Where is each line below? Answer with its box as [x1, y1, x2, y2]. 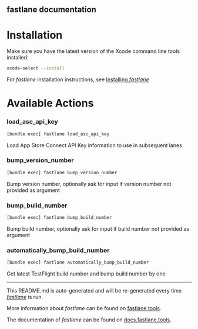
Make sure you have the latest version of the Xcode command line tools [6, 48, 180, 55]
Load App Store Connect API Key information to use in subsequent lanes [6, 141, 183, 149]
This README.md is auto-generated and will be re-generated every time [6, 287, 182, 294]
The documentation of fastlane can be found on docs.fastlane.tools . [6, 316, 172, 323]
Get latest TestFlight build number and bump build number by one [6, 270, 166, 277]
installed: [6, 54, 29, 61]
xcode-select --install [6, 65, 65, 71]
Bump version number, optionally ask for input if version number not [6, 180, 172, 187]
